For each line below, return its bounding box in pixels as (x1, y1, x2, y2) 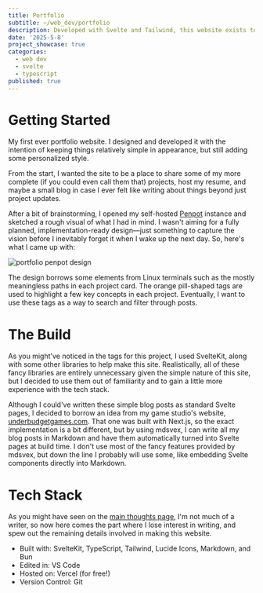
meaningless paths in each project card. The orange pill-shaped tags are (8, 281, 243, 291)
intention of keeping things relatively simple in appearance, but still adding (8, 145, 248, 155)
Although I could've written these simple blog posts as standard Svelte (8, 400, 236, 409)
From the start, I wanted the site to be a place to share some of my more (8, 169, 241, 178)
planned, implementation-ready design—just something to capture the (8, 225, 235, 236)
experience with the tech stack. (8, 385, 110, 394)
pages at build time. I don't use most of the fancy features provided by (8, 441, 236, 452)
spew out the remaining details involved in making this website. (8, 529, 212, 538)
